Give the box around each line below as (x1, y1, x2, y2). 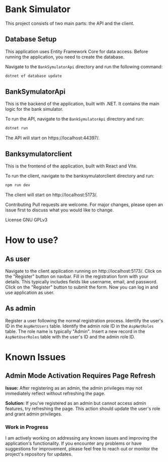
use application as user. (5, 289, 54, 296)
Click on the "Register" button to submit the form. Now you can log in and (5, 284, 158, 290)
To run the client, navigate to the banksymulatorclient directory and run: (5, 173, 154, 179)
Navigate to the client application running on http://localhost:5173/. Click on (5, 268, 162, 274)
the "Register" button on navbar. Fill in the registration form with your (5, 273, 149, 279)
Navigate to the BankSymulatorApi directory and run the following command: (5, 63, 163, 69)
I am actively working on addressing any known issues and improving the (5, 435, 157, 441)
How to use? (5, 234, 59, 246)
